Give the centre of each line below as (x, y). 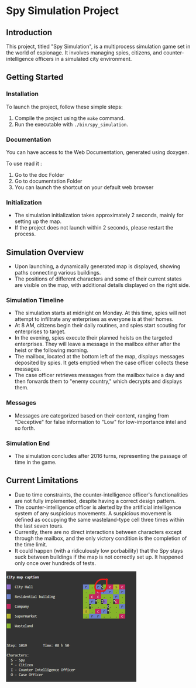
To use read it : (24, 163)
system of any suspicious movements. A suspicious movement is (93, 513)
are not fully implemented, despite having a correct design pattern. (95, 501)
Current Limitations (42, 480)
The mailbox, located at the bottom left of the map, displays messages (99, 357)
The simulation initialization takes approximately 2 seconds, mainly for (99, 215)
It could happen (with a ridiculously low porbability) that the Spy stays (99, 550)
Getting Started (35, 77)
